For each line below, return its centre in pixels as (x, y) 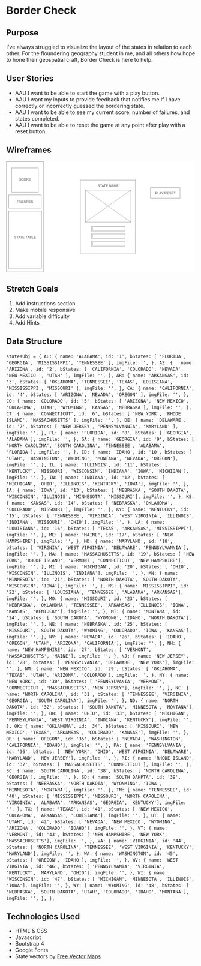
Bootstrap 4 (29, 944)
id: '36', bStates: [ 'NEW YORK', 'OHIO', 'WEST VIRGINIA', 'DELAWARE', (99, 751)
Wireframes (29, 150)
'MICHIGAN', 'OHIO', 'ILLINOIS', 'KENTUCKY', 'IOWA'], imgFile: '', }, (97, 484)
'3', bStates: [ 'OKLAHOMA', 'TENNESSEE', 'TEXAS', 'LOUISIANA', (89, 382)
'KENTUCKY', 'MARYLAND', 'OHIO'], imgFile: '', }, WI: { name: (87, 873)
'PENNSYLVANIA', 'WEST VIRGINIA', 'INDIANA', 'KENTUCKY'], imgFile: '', (99, 720)
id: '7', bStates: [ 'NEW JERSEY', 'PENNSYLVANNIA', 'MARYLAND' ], (92, 427)
